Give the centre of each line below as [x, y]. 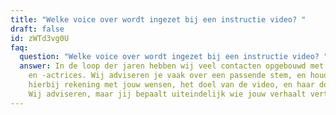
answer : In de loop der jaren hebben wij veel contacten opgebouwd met [172, 66]
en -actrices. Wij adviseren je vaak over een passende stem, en [167, 76]
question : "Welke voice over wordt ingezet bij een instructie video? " [174, 57]
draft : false [37, 29]
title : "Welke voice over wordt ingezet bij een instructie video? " [158, 19]
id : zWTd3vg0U [40, 38]
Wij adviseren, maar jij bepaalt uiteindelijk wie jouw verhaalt [167, 94]
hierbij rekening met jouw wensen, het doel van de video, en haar [171, 85]
